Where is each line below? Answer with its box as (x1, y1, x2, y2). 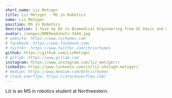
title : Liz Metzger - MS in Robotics (5, 12, 86, 17)
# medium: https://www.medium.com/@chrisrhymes (5, 69, 109, 75)
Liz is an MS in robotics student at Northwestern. (5, 88, 109, 94)
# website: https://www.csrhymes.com (5, 36, 86, 41)
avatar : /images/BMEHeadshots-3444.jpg (5, 31, 91, 36)
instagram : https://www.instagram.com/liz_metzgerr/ (5, 60, 120, 65)
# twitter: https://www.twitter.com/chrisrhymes (5, 45, 111, 51)
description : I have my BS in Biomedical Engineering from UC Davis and (5, 27, 164, 32)
